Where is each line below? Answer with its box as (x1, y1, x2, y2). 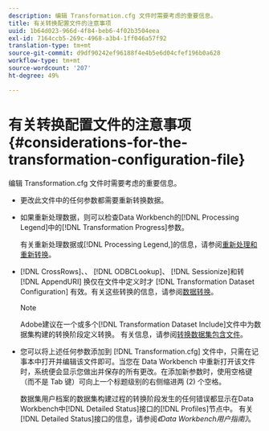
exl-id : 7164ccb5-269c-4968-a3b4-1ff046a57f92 (8, 34, 167, 43)
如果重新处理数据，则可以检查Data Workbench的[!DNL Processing (19, 212, 239, 222)
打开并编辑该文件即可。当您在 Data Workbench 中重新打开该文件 (41, 356, 256, 366)
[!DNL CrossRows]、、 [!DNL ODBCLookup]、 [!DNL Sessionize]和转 (19, 266, 245, 276)
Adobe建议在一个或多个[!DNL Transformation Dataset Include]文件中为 (19, 319, 255, 329)
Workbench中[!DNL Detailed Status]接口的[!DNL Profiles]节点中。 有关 (19, 404, 254, 413)
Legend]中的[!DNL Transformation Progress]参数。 (19, 222, 189, 232)
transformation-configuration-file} (8, 150, 246, 169)
